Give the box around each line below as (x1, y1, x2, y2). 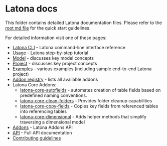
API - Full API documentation (12, 129, 72, 135)
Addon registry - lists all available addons (12, 76, 98, 82)
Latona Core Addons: (12, 81, 57, 88)
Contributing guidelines (12, 135, 61, 141)
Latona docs (5, 3, 58, 15)
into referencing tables (20, 108, 67, 114)
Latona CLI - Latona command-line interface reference (12, 44, 126, 50)
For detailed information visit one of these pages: (5, 35, 107, 41)
